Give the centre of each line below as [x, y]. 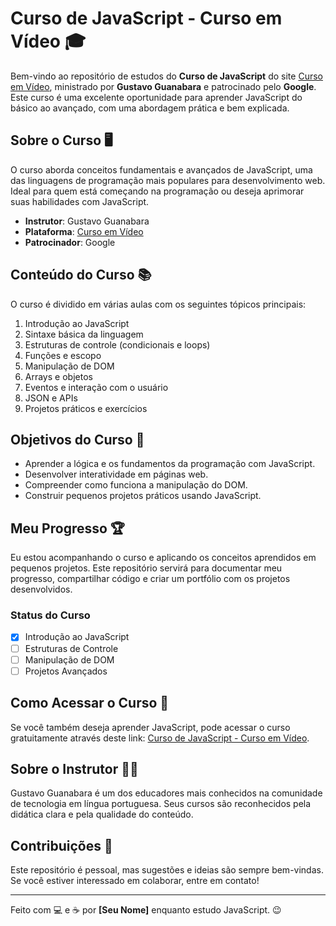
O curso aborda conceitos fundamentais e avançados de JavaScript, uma [161, 169]
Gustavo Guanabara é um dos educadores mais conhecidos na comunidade [166, 793]
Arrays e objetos [58, 376]
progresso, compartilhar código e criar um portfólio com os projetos [150, 579]
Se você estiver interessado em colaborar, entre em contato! [135, 881]
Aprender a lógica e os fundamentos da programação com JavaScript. [170, 464]
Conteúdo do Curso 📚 [81, 275]
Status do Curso [50, 615]
